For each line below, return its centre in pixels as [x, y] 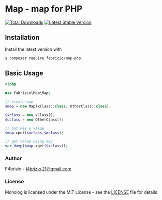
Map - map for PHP [44, 9]
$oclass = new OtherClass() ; [34, 120]
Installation [22, 38]
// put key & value [25, 128]
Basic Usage [24, 73]
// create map [19, 102]
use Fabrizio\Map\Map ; [28, 93]
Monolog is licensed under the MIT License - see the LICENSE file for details [81, 192]
